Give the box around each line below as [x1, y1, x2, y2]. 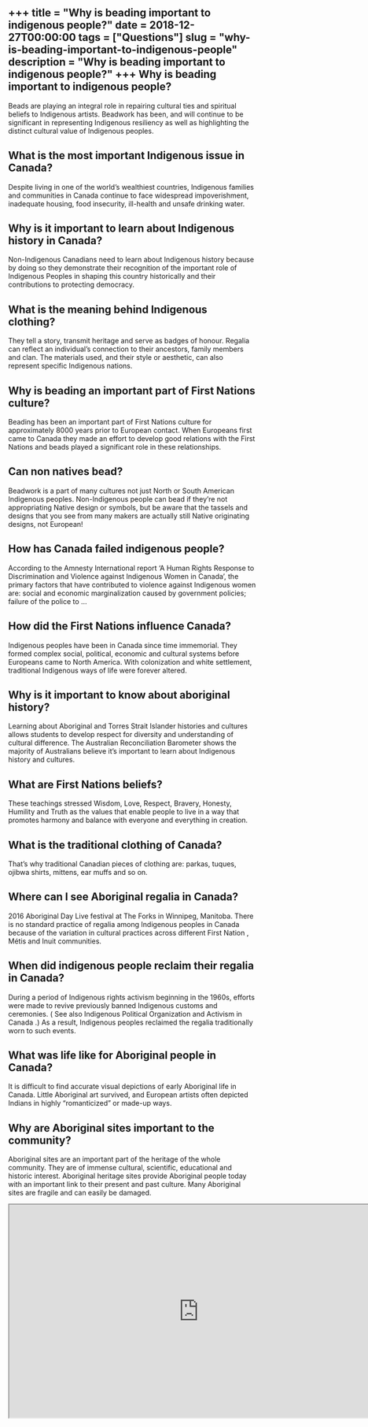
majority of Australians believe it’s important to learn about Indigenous [8, 747, 236, 756]
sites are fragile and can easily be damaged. [8, 1188, 152, 1198]
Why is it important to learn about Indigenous [8, 222, 234, 235]
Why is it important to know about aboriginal [8, 688, 230, 702]
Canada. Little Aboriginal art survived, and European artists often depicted [8, 1090, 249, 1099]
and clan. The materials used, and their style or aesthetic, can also [8, 353, 224, 362]
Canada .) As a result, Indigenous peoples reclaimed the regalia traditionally [8, 1017, 253, 1027]
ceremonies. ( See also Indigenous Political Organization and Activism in [8, 1009, 242, 1018]
